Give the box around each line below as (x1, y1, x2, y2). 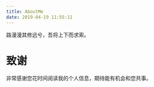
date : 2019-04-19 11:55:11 (6, 14, 73, 20)
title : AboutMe (6, 8, 44, 15)
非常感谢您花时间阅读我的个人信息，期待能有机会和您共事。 (6, 75, 152, 82)
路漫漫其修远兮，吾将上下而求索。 (6, 31, 89, 38)
